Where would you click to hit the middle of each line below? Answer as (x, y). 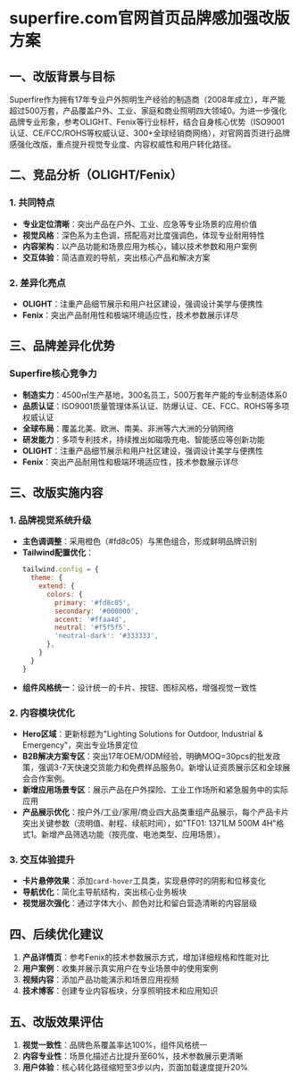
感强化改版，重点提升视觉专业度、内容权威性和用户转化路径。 (123, 144)
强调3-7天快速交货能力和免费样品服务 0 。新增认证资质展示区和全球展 (164, 767)
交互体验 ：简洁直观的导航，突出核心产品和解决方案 (116, 257)
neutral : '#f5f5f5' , (93, 628)
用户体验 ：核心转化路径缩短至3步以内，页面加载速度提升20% (135, 1067)
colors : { (64, 594)
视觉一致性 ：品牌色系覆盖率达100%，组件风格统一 (115, 1044)
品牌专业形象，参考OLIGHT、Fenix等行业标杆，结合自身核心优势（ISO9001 (147, 122)
